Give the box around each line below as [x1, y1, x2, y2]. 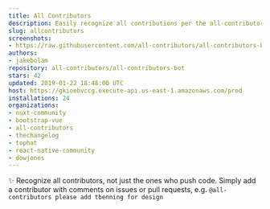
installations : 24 [8, 94, 70, 102]
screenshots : [8, 34, 52, 43]
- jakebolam [8, 57, 48, 65]
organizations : [8, 101, 59, 109]
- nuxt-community [8, 109, 67, 117]
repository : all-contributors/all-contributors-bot [8, 64, 185, 72]
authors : [8, 49, 38, 57]
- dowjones [8, 154, 45, 162]
